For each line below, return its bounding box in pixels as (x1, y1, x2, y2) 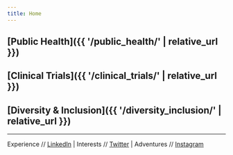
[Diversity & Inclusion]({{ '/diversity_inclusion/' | (7, 104, 222, 116)
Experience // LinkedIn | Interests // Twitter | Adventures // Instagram (7, 140, 205, 149)
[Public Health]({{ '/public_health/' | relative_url (7, 36, 218, 48)
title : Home (7, 10, 42, 17)
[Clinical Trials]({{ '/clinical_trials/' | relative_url (7, 70, 217, 82)
